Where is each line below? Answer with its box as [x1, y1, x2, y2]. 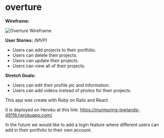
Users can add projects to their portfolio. [12, 47, 96, 53]
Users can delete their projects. [12, 52, 77, 58]
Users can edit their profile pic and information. [12, 82, 110, 88]
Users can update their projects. [12, 57, 79, 63]
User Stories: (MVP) [5, 37, 47, 43]
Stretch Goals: [5, 72, 36, 78]
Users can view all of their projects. [12, 63, 86, 69]
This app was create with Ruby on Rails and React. [5, 97, 109, 103]
